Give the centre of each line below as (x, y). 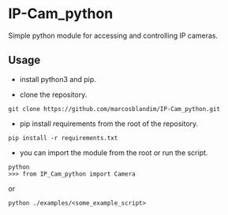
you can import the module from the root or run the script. (114, 152)
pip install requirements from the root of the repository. (109, 124)
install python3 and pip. (58, 79)
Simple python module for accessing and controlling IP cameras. (113, 35)
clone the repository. (53, 95)
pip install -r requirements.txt (63, 138)
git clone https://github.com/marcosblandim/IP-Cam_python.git (114, 109)
